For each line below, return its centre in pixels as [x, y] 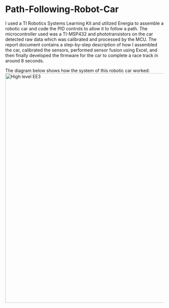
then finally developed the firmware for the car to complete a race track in [82, 55]
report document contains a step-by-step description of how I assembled [81, 44]
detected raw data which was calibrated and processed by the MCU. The [81, 39]
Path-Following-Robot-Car [62, 9]
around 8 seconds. [25, 60]
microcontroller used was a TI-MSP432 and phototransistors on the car [79, 34]
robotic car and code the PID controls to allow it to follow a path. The [76, 28]
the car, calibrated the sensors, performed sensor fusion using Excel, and [81, 50]
